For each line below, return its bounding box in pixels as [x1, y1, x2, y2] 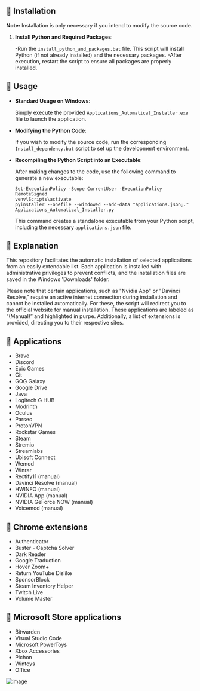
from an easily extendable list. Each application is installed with [6, 263, 162, 270]
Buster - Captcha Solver [14, 545, 75, 552]
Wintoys [14, 660, 36, 667]
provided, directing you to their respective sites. [6, 319, 124, 326]
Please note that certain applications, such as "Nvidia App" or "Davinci [6, 288, 180, 295]
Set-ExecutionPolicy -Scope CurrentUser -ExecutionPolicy [14, 186, 162, 192]
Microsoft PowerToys [14, 641, 67, 648]
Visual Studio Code [14, 634, 63, 641]
